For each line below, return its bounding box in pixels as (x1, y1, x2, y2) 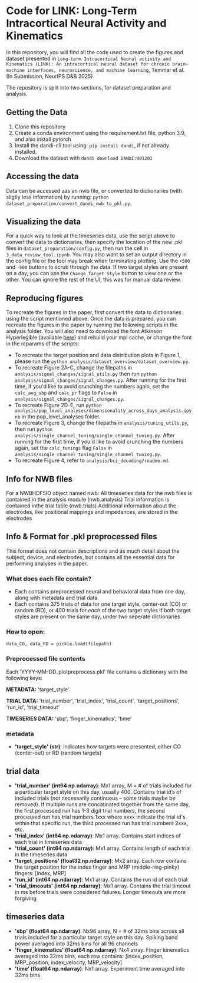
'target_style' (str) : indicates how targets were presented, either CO (14, 743, 181, 750)
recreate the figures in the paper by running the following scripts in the (6, 321, 178, 328)
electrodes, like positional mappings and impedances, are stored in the (6, 509, 178, 515)
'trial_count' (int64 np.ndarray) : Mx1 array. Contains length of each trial (14, 845, 191, 852)
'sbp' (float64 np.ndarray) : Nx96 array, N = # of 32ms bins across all (14, 927, 184, 935)
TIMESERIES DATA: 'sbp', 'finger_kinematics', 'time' (6, 715, 132, 722)
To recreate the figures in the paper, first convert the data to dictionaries (6, 309, 181, 316)
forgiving (14, 895, 37, 902)
